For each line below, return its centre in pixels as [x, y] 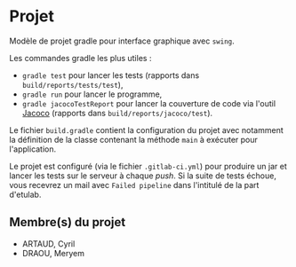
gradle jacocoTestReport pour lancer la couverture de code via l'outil [149, 103]
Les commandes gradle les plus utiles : [80, 58]
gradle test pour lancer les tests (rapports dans [111, 75]
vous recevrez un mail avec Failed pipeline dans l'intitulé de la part [134, 185]
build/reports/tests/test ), [72, 84]
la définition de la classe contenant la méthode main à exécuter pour [133, 139]
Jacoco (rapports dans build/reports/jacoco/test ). [117, 113]
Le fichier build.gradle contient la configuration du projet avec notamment [146, 130]
